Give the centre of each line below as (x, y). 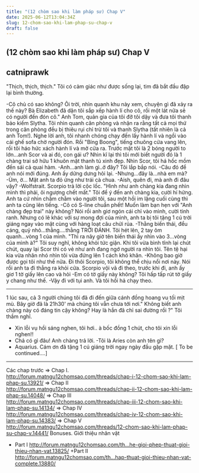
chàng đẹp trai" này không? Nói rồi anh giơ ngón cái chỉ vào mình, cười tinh (98, 212)
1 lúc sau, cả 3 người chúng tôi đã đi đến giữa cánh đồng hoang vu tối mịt (95, 298)
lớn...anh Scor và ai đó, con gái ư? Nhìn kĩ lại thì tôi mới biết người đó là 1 (94, 155)
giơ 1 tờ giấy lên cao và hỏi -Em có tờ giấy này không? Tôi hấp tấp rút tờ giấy (99, 274)
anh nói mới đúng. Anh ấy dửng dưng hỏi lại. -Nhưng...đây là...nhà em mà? (97, 174)
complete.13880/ (35, 464)
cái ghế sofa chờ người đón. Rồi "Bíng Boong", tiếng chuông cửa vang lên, (97, 142)
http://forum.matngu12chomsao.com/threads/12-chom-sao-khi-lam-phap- (97, 427)
